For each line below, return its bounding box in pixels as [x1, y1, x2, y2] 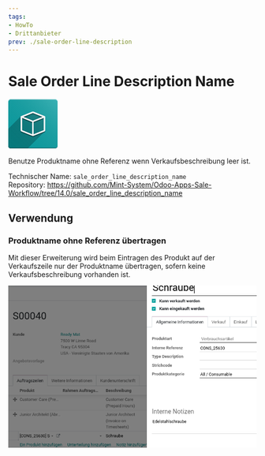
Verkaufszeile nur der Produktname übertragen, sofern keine [8, 261, 206, 271]
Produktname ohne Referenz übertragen [8, 235, 167, 246]
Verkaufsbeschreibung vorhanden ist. [8, 269, 131, 279]
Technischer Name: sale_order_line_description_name [8, 172, 187, 181]
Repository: [8, 180, 46, 189]
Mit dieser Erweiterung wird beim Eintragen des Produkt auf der [8, 252, 215, 262]
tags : [8, 13, 26, 21]
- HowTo [8, 21, 34, 29]
